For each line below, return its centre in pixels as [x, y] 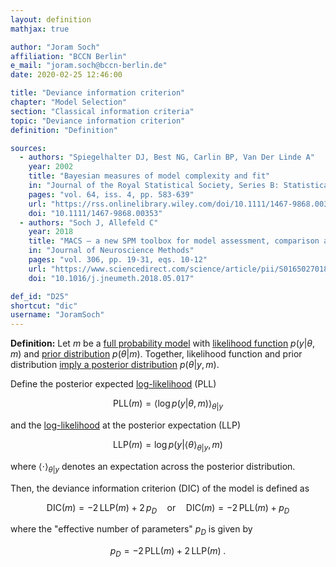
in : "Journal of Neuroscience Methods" [111, 251]
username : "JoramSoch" [57, 315]
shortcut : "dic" [44, 306]
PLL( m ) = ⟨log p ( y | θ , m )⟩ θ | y [168, 404]
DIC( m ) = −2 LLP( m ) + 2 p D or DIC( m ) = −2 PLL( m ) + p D [168, 508]
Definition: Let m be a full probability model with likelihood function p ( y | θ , [163, 343]
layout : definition [51, 19]
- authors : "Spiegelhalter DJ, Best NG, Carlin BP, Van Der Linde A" [167, 157]
